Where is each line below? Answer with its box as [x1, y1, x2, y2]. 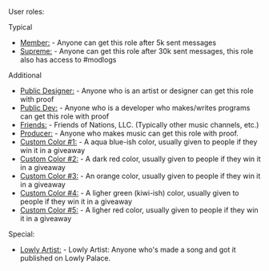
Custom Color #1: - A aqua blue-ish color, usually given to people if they [19, 137, 258, 147]
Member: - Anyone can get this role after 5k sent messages [19, 38, 217, 47]
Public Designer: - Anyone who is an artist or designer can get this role [19, 86, 254, 95]
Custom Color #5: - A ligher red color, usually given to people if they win [19, 205, 259, 215]
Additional [8, 71, 42, 79]
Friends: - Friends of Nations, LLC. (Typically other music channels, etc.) [19, 120, 259, 129]
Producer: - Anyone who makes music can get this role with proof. [19, 128, 239, 138]
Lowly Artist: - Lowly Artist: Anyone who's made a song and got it [19, 245, 236, 254]
